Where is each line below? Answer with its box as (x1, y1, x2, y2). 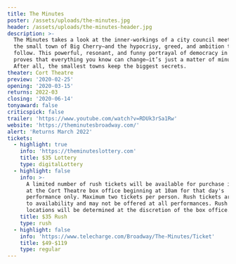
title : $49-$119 (20, 239, 68, 246)
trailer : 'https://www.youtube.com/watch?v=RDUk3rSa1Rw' (7, 115, 178, 122)
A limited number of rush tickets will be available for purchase (25, 180, 225, 187)
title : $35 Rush (20, 213, 68, 220)
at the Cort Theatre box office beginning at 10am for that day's (25, 187, 225, 194)
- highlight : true (13, 142, 68, 149)
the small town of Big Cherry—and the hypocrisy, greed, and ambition (13, 43, 225, 50)
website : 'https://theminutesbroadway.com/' (7, 121, 140, 129)
